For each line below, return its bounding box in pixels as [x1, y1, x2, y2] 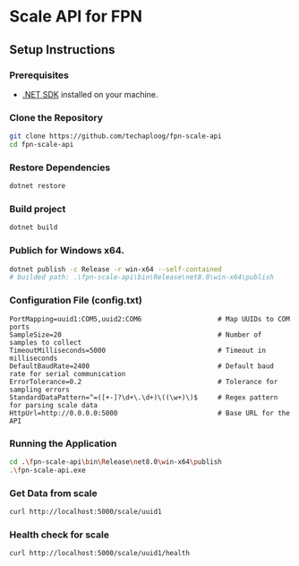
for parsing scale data [9, 400, 98, 409]
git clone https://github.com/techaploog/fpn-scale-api [9, 132, 222, 141]
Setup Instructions [9, 42, 115, 57]
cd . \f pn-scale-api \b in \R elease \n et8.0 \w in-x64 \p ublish [9, 457, 222, 467]
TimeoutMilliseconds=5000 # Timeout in [9, 346, 267, 355]
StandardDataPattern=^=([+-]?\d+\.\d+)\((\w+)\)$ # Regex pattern [9, 392, 278, 402]
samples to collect [9, 338, 82, 347]
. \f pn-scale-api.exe [9, 466, 87, 475]
